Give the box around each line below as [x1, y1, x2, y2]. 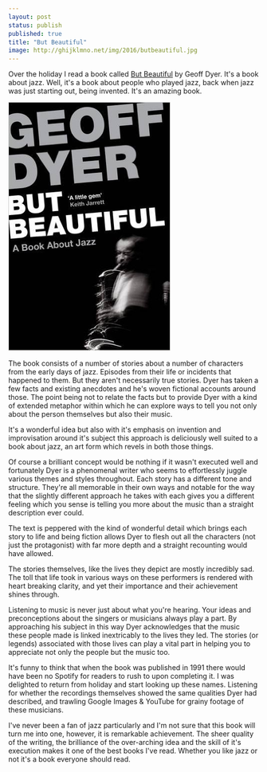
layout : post [8, 13, 52, 21]
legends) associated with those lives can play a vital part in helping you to [8, 639, 251, 649]
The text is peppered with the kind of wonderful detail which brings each [8, 523, 247, 533]
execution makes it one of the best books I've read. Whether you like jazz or [8, 746, 257, 756]
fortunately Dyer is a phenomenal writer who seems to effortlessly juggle [8, 466, 247, 476]
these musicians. [8, 705, 64, 715]
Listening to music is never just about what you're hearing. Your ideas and [8, 605, 252, 615]
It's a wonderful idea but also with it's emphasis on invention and [8, 425, 222, 434]
